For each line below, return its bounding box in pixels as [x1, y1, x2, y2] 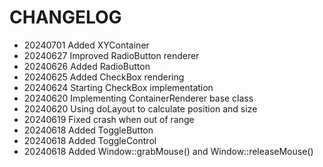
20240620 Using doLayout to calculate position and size [23, 102, 258, 115]
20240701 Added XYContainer [23, 39, 150, 51]
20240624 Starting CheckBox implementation [23, 81, 214, 93]
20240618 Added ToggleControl [23, 134, 157, 146]
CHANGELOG [9, 6, 122, 29]
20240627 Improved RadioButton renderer [23, 49, 200, 61]
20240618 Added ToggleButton [23, 124, 154, 136]
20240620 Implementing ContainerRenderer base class [23, 92, 254, 104]
